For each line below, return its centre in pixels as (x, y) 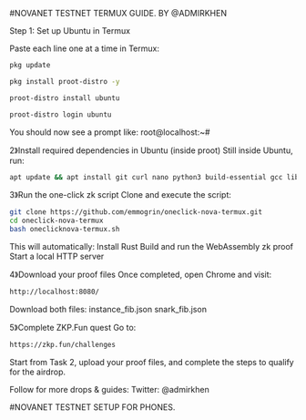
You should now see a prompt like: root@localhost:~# (110, 132)
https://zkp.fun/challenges (63, 344)
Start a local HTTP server (57, 256)
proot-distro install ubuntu (65, 98)
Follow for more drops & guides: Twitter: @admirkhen (109, 389)
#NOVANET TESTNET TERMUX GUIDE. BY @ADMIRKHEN (118, 13)
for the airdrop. (38, 372)
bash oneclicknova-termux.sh (65, 230)
